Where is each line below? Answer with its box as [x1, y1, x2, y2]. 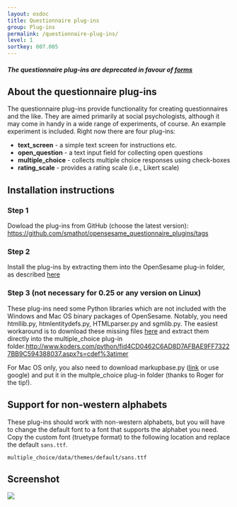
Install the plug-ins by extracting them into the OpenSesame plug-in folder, [7, 263, 225, 272]
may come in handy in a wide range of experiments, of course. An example [7, 120, 226, 128]
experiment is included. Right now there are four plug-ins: [7, 127, 175, 135]
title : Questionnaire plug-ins [7, 17, 100, 24]
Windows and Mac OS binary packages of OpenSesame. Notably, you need [7, 311, 228, 320]
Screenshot [7, 473, 60, 485]
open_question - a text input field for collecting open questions [17, 148, 203, 157]
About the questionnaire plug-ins [7, 86, 157, 98]
